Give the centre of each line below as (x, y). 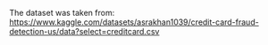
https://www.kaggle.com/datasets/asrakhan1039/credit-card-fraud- (134, 22)
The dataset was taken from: (62, 13)
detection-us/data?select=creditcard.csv (84, 31)
